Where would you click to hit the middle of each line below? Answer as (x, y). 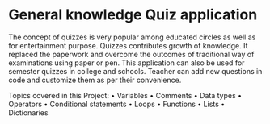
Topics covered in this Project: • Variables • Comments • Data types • (125, 95)
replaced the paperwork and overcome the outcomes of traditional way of (131, 54)
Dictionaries (28, 112)
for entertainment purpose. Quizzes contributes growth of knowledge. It (128, 45)
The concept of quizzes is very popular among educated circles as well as (132, 37)
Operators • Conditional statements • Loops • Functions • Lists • (117, 104)
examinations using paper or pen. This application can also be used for (127, 63)
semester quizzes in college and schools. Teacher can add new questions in (135, 71)
